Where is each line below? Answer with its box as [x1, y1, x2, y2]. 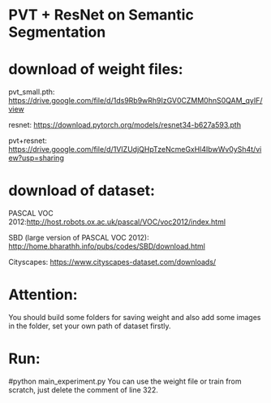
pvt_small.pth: [8, 87, 55, 97]
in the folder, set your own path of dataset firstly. [8, 321, 172, 331]
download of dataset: [8, 181, 156, 200]
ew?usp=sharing [8, 153, 65, 163]
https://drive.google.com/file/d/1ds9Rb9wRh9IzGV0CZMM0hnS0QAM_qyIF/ [8, 96, 263, 106]
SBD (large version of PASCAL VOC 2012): [8, 233, 150, 243]
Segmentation [8, 23, 106, 41]
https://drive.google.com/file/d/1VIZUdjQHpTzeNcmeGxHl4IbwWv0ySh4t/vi [8, 145, 262, 154]
